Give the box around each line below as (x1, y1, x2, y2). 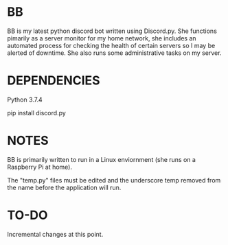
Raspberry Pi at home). (7, 163, 73, 171)
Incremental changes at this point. (7, 230, 104, 238)
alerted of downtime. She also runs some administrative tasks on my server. (7, 49, 222, 57)
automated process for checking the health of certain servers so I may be (7, 41, 216, 49)
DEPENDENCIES (7, 73, 101, 89)
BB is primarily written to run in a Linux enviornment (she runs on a (7, 155, 196, 163)
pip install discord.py (7, 108, 67, 117)
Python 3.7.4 (7, 95, 43, 104)
